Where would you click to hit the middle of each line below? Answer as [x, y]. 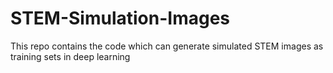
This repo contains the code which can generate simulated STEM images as [167, 46]
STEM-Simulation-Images [120, 18]
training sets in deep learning [70, 56]
